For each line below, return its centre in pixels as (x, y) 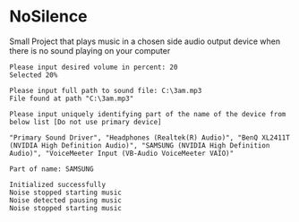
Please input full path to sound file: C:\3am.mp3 (106, 90)
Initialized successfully (57, 184)
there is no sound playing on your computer (90, 50)
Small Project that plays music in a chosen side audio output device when (145, 41)
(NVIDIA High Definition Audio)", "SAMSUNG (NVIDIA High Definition (140, 145)
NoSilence (48, 17)
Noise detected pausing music (66, 200)
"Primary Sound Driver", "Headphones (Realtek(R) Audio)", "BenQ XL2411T (150, 137)
